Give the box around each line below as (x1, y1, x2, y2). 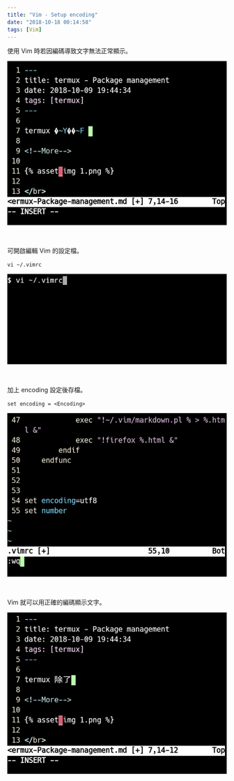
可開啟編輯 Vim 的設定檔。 (7, 246, 84, 255)
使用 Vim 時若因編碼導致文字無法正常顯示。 (7, 47, 132, 55)
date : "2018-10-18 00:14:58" (7, 18, 92, 26)
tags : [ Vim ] (7, 26, 42, 33)
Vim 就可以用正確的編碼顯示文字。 (7, 597, 106, 607)
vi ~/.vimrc (7, 261, 42, 268)
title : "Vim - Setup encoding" (7, 11, 98, 18)
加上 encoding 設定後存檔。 (7, 385, 87, 394)
